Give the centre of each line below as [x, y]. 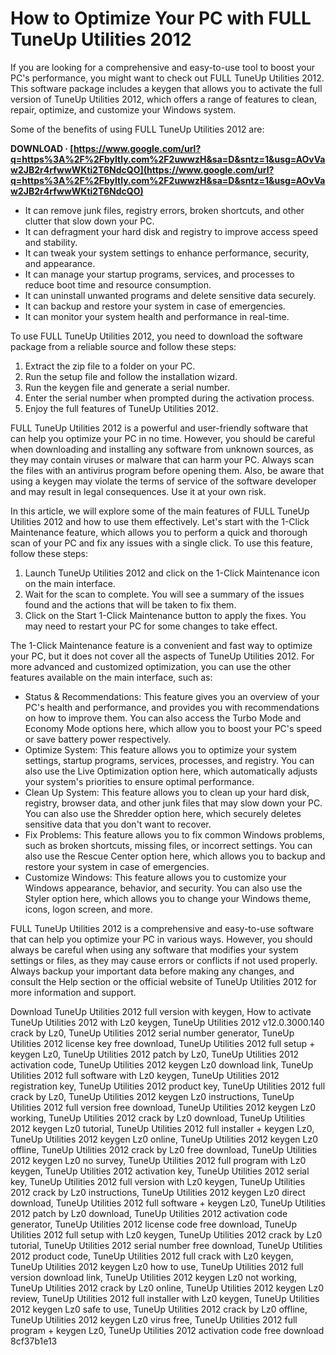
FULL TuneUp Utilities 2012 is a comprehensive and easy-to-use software [162, 928]
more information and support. [73, 992]
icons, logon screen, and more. [88, 909]
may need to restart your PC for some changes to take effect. [151, 626]
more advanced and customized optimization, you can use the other [151, 666]
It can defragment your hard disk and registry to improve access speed [171, 231]
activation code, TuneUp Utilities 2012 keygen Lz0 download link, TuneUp [162, 1064]
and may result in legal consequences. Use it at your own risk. [138, 491]
